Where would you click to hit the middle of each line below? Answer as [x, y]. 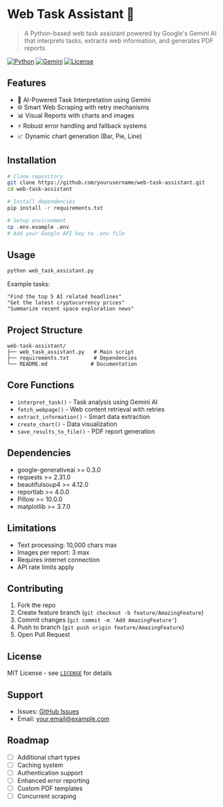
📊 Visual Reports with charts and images [76, 115]
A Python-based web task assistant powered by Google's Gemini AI [120, 33]
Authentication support [50, 772]
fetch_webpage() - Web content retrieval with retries [91, 409]
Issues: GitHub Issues [48, 711]
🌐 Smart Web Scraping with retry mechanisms [83, 107]
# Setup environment [37, 221]
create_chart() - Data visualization [67, 424]
